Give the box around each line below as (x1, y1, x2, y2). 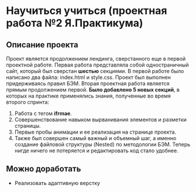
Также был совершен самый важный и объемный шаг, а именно (14, 135, 177, 141)
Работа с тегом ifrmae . (14, 110, 72, 117)
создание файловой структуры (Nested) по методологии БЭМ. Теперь (14, 141, 191, 148)
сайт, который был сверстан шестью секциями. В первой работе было (6, 68, 184, 74)
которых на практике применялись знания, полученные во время (6, 92, 171, 99)
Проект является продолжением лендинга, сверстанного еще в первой (6, 55, 186, 62)
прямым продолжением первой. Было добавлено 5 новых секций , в (6, 86, 180, 93)
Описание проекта (6, 40, 78, 50)
